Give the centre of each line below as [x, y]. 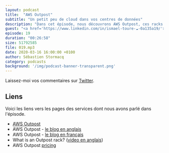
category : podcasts [26, 62]
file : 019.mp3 [20, 47]
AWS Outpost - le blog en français [48, 134]
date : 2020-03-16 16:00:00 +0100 [40, 52]
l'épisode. [16, 114]
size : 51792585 [21, 43]
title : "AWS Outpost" [29, 15]
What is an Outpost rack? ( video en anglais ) [58, 140]
